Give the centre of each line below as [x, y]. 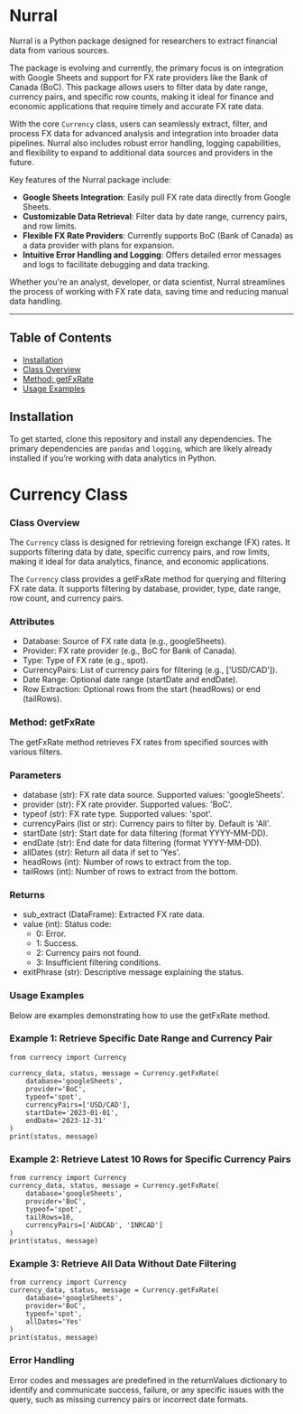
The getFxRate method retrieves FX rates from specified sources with [139, 742]
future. [22, 162]
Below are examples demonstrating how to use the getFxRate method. [140, 1015]
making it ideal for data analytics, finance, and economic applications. [139, 562]
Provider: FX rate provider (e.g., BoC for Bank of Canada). [129, 651]
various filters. [36, 752]
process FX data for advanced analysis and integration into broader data [144, 133]
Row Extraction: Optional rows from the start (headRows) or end [142, 689]
